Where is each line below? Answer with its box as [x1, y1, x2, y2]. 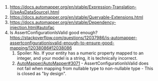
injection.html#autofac [9, 25, 55, 30]
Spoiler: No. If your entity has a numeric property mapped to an [16, 50, 144, 56]
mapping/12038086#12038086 [9, 45, 72, 51]
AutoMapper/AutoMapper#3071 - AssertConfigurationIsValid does [16, 60, 149, 66]
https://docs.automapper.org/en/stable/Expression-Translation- [9, 4, 137, 10]
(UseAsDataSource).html [9, 9, 60, 15]
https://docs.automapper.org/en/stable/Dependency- [9, 19, 116, 25]
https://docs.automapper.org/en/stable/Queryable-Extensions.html [9, 14, 143, 20]
